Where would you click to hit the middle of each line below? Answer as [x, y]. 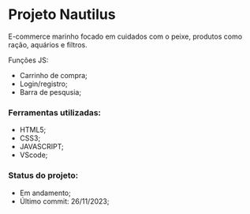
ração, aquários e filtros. [48, 44]
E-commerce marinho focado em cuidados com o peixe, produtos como [125, 36]
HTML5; [33, 130]
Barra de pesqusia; [50, 92]
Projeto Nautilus [62, 15]
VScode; [34, 155]
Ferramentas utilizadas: [54, 112]
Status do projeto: [43, 175]
